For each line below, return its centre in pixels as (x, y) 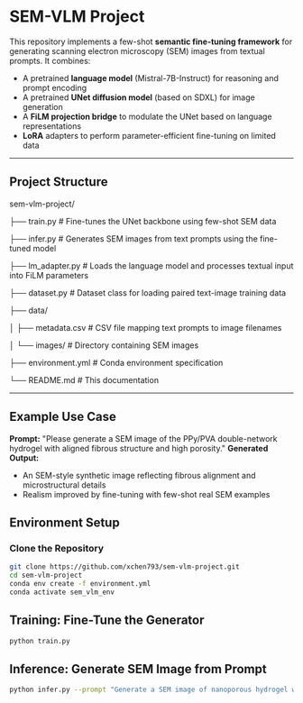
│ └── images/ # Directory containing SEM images (104, 345)
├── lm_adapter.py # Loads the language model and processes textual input (151, 265)
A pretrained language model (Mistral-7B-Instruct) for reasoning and (151, 78)
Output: (24, 458)
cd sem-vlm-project (46, 575)
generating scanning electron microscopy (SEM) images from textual (138, 50)
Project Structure (59, 182)
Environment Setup (64, 522)
